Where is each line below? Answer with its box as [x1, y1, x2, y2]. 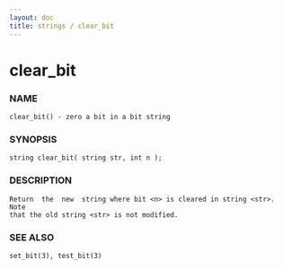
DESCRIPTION [9, 174, 73, 187]
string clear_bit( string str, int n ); [9, 153, 164, 162]
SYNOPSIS [9, 133, 57, 145]
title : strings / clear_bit [9, 22, 115, 30]
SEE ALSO [9, 230, 55, 243]
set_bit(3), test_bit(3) [9, 251, 102, 260]
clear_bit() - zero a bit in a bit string [9, 112, 171, 121]
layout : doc [9, 13, 54, 22]
